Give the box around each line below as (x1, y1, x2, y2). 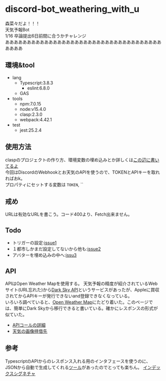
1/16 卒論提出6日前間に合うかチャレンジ (5, 33, 87, 39)
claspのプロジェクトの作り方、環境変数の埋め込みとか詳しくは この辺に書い (5, 157, 160, 163)
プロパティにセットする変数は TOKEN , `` (5, 182, 83, 188)
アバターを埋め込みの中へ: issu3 (12, 252, 77, 258)
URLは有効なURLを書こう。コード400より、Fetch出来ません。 (5, 211, 132, 217)
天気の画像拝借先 (12, 328, 48, 334)
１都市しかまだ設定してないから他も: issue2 (12, 246, 101, 252)
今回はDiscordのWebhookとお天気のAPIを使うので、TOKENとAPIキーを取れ (5, 169, 160, 175)
